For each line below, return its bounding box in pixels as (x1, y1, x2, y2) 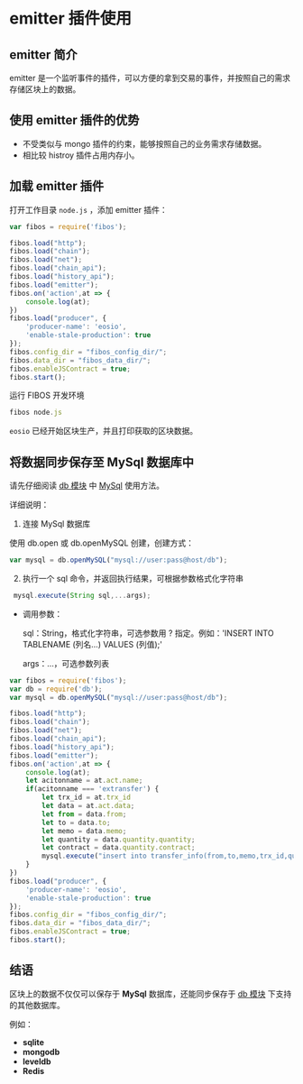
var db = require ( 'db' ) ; (9, 684, 103, 694)
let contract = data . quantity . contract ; (41, 843, 196, 852)
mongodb (22, 1046, 60, 1057)
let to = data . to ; (41, 818, 111, 827)
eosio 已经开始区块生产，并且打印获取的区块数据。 (9, 426, 198, 436)
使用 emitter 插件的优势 (9, 113, 140, 128)
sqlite (22, 1036, 45, 1047)
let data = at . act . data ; (41, 802, 135, 811)
